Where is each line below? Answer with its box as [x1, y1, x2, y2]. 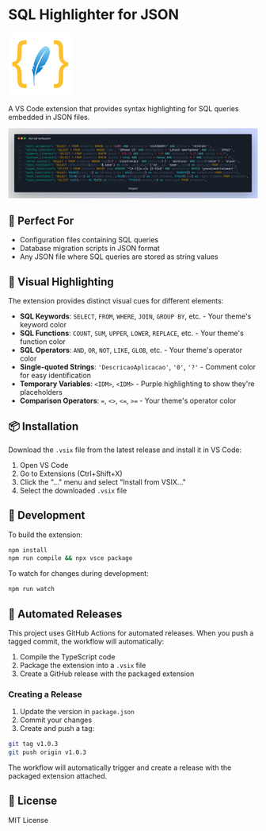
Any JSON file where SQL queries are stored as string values [19, 252, 218, 261]
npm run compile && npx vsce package [8, 555, 133, 562]
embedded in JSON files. [8, 112, 90, 122]
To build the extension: [8, 530, 83, 539]
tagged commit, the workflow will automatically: [8, 637, 165, 647]
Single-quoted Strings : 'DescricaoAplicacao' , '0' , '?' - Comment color [19, 361, 256, 371]
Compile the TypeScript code [19, 652, 116, 662]
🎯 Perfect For [8, 214, 74, 227]
